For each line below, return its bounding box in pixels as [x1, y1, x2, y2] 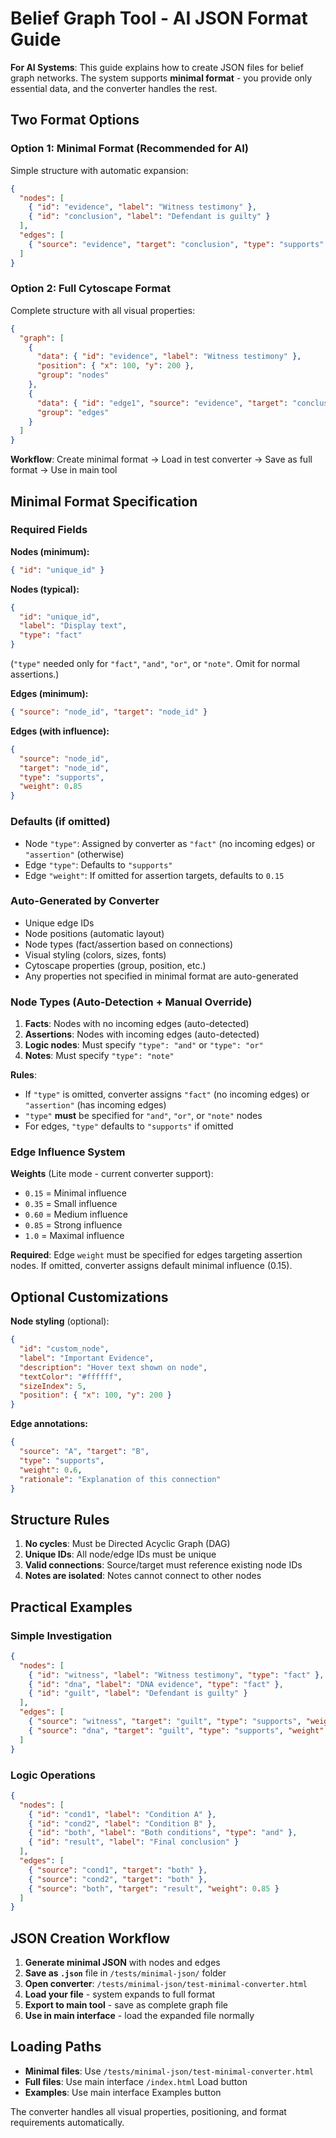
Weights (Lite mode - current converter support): [10, 1168, 214, 1180]
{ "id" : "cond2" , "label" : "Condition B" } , [28, 1818, 217, 1829]
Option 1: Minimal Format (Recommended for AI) [10, 142, 249, 156]
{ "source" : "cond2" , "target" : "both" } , [28, 1874, 208, 1884]
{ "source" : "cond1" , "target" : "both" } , [28, 1865, 208, 1875]
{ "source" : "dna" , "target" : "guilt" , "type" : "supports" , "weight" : [28, 1725, 329, 1736]
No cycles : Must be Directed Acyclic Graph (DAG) [24, 1538, 231, 1550]
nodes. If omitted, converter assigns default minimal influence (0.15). [10, 1260, 293, 1272]
